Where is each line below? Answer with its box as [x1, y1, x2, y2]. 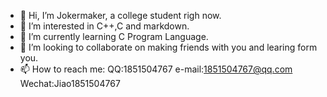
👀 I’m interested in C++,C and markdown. [19, 20, 190, 32]
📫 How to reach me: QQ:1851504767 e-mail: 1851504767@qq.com [19, 63, 293, 75]
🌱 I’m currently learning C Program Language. [19, 31, 209, 42]
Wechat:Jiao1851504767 [19, 78, 121, 89]
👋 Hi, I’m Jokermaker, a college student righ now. [19, 10, 222, 21]
